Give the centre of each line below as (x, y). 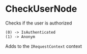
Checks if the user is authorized (39, 23)
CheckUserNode (41, 9)
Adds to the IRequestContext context (44, 46)
